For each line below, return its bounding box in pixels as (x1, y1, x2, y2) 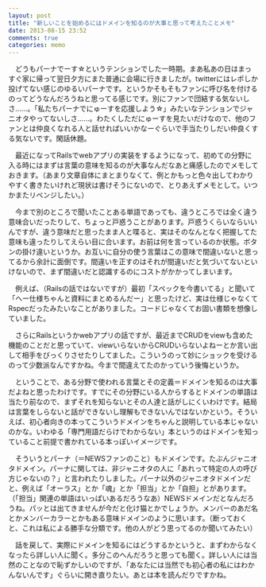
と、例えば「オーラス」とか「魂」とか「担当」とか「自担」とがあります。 (8, 484, 251, 493)
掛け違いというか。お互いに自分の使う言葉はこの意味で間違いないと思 (21, 247, 252, 257)
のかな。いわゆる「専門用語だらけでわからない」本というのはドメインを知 (8, 427, 252, 437)
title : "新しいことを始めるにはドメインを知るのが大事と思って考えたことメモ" (8, 19, 236, 27)
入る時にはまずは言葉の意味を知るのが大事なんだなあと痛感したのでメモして (8, 161, 259, 170)
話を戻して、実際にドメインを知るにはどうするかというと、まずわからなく (14, 540, 258, 550)
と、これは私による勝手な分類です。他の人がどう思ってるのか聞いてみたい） (8, 523, 257, 533)
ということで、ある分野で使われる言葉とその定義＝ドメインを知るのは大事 (14, 377, 258, 387)
